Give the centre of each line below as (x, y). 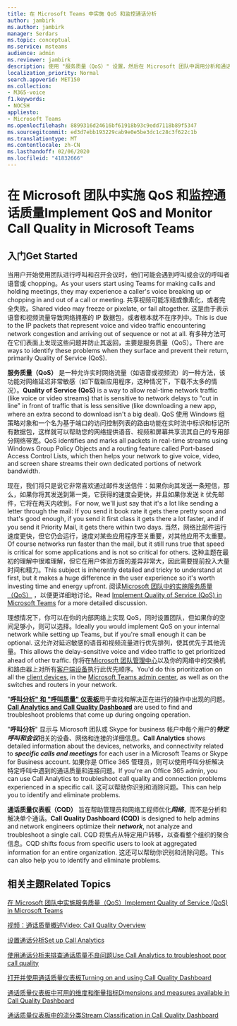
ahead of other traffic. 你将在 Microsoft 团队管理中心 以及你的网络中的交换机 (116, 660)
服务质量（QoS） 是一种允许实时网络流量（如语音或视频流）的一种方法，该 (116, 372)
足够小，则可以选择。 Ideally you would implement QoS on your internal (116, 626)
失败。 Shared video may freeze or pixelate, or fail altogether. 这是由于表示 (121, 309)
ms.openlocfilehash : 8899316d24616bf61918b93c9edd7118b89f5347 (102, 125)
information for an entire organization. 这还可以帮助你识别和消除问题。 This (116, 852)
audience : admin (31, 54)
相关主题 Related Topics (59, 884)
